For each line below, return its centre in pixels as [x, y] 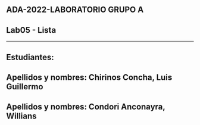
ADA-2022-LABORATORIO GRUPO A [75, 10]
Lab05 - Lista [31, 30]
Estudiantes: [30, 57]
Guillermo [25, 87]
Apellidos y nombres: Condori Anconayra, [86, 107]
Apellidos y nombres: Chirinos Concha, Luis [89, 77]
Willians [21, 116]
